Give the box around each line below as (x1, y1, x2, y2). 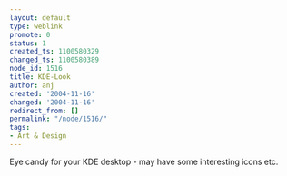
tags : (9, 123, 30, 132)
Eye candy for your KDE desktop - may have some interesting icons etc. (9, 156, 279, 167)
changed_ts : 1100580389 (9, 55, 100, 64)
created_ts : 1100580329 (9, 47, 100, 56)
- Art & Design (9, 132, 67, 141)
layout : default (9, 13, 71, 23)
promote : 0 (9, 30, 51, 39)
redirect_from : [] (9, 106, 79, 115)
